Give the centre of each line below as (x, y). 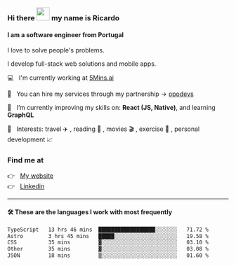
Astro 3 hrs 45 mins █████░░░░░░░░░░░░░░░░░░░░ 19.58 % (108, 236)
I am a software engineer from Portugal (66, 34)
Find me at (26, 160)
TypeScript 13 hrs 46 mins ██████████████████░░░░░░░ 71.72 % (108, 230)
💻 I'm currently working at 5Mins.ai (61, 78)
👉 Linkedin (26, 186)
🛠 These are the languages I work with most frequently (90, 212)
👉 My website (31, 176)
